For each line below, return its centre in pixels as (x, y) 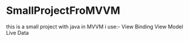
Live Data (18, 32)
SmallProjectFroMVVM (63, 11)
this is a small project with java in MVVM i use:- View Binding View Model (95, 27)
